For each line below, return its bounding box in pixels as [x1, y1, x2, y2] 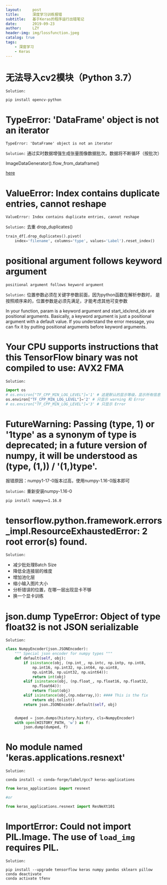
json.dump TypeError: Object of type [5, 611, 161, 622]
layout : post [5, 7, 42, 12]
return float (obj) [32, 688, 71, 693]
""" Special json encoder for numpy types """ [14, 651, 113, 656]
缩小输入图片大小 [12, 581, 48, 587]
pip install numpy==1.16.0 [5, 498, 62, 503]
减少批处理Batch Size [12, 562, 57, 568]
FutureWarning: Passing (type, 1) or [5, 418, 155, 430]
